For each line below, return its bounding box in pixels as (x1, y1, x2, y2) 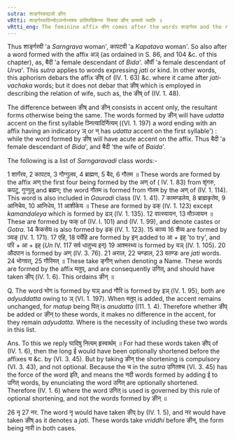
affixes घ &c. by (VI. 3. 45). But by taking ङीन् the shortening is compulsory (7, 355, 220, 363)
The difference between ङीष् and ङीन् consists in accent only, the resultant (7, 103, 218, 112)
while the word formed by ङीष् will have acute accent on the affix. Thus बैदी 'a (7, 134, 226, 144)
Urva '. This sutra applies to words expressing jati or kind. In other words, (7, 66, 217, 74)
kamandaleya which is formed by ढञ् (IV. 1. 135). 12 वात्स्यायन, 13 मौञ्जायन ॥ (7, 209, 213, 218)
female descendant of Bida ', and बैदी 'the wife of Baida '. (7, 143, 166, 151)
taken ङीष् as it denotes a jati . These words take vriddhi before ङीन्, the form (7, 416, 224, 424)
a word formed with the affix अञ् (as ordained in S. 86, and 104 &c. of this (7, 50, 218, 59)
